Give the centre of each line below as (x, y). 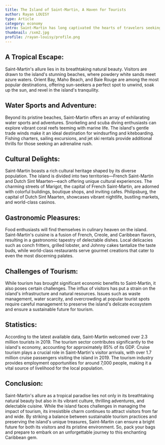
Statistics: (21, 325)
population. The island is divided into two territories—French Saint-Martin (79, 176)
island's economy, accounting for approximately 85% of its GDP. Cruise (78, 347)
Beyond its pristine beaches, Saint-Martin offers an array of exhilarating (77, 117)
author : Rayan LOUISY (27, 14)
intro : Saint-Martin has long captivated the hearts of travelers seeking (83, 28)
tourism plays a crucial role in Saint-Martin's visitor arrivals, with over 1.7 (78, 352)
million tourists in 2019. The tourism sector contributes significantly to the (79, 342)
